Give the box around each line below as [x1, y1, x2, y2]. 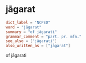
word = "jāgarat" [5, 24, 42, 29]
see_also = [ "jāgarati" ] [5, 38, 57, 43]
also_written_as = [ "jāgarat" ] [5, 43, 71, 48]
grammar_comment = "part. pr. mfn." [5, 34, 82, 39]
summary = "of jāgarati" [5, 29, 57, 34]
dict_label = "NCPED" [5, 20, 51, 25]
